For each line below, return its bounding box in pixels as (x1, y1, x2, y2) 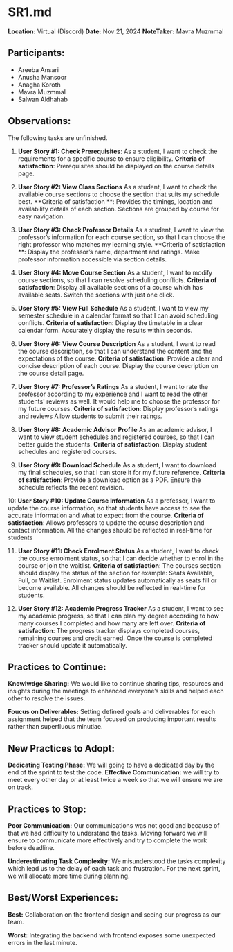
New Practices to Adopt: (8, 743, 115, 754)
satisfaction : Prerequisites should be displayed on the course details (17, 162, 215, 170)
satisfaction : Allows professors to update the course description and (8, 518, 205, 527)
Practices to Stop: (8, 803, 87, 815)
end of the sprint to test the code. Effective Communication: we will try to (8, 768, 220, 777)
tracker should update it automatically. (17, 641, 127, 649)
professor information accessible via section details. (17, 254, 167, 263)
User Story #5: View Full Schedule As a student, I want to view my (17, 304, 209, 312)
